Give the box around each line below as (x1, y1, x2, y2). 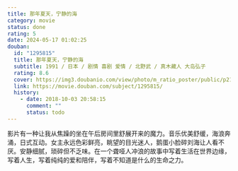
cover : (13, 76, 33, 83)
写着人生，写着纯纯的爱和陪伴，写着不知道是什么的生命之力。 (7, 155, 188, 164)
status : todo (25, 109, 65, 116)
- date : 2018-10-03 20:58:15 (20, 96, 106, 103)
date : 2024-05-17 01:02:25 (7, 37, 87, 44)
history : (13, 89, 40, 96)
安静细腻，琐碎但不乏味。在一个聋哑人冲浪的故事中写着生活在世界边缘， (19, 146, 231, 155)
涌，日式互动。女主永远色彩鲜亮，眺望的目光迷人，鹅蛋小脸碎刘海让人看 (7, 138, 218, 146)
